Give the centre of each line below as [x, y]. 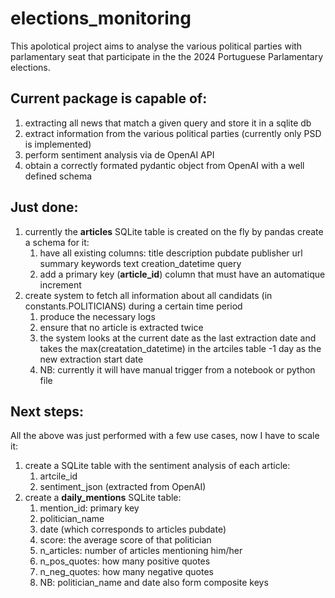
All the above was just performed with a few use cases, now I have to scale [165, 436]
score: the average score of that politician [125, 540]
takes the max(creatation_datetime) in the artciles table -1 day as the [180, 348]
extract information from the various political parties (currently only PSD [173, 133]
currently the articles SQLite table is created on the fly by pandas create [174, 231]
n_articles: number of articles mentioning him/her [141, 551]
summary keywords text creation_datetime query [140, 263]
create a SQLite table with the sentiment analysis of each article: [157, 466]
